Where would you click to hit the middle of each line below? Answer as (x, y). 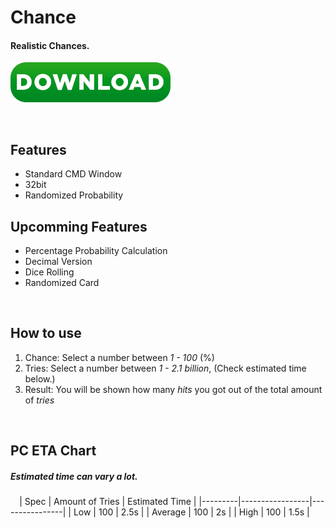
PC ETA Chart (53, 451)
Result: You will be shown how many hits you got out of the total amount (173, 389)
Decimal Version (58, 262)
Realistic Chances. (50, 45)
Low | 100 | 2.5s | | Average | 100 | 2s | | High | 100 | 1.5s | (191, 512)
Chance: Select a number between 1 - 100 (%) (119, 357)
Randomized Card (62, 283)
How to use (46, 333)
